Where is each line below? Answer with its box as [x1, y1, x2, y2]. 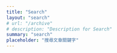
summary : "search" [6, 32, 53, 38]
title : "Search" [6, 9, 47, 15]
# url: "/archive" [6, 20, 53, 26]
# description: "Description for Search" [6, 26, 113, 32]
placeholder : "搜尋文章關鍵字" [6, 37, 79, 43]
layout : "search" [6, 15, 50, 21]
